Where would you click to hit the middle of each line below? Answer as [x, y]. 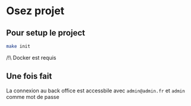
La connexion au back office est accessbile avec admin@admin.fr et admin [96, 91]
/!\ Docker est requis [31, 57]
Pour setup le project [46, 33]
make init [18, 46]
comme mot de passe [33, 97]
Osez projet [35, 11]
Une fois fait [29, 76]
